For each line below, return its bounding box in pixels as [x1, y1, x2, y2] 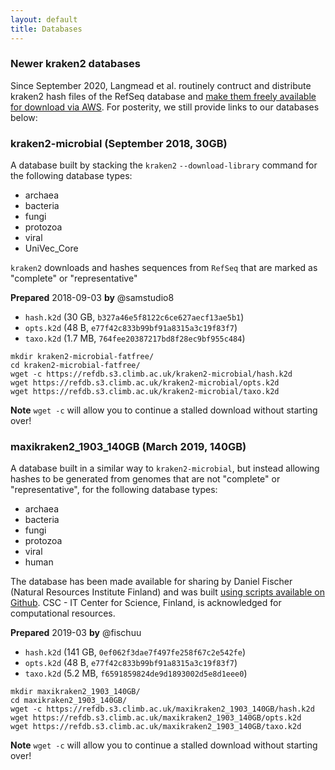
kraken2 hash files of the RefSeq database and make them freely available [10, 90, 317, 102]
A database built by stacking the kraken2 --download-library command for [10, 159, 318, 171]
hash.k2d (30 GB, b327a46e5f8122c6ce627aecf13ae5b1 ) [24, 311, 245, 323]
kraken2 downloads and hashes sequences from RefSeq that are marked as [10, 262, 318, 274]
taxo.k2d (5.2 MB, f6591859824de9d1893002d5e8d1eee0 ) [24, 667, 248, 680]
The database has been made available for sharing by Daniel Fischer [10, 576, 293, 588]
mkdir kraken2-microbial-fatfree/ [10, 352, 155, 362]
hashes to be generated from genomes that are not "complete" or [10, 473, 281, 485]
